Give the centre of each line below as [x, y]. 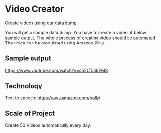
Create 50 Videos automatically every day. [48, 125]
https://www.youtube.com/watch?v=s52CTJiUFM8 [57, 70]
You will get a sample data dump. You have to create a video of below [76, 32]
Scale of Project [30, 113]
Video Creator [34, 9]
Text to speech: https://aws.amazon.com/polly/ [53, 98]
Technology [24, 86]
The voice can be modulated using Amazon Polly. [55, 43]
